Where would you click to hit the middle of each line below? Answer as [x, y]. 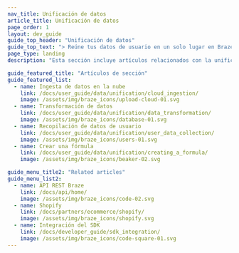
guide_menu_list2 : [34, 179]
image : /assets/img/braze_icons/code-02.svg [87, 199]
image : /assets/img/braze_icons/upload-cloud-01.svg [100, 100]
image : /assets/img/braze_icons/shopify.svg [87, 219]
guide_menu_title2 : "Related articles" [67, 172]
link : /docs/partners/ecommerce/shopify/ [82, 212]
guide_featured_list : [39, 80]
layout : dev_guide [34, 34]
